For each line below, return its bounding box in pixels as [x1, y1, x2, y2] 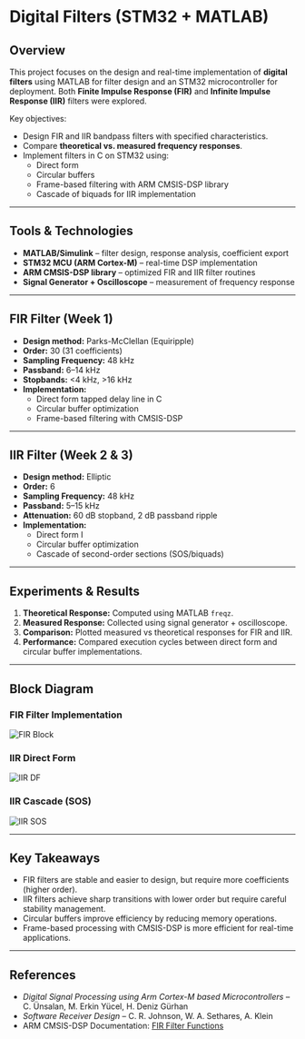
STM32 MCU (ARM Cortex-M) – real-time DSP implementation [22, 257, 259, 268]
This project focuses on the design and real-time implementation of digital [9, 66, 288, 77]
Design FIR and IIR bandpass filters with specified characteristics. [22, 131, 269, 142]
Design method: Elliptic [22, 471, 112, 482]
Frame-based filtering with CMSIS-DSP [35, 412, 183, 423]
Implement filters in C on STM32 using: [22, 150, 170, 161]
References [9, 967, 76, 983]
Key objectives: [9, 114, 67, 124]
